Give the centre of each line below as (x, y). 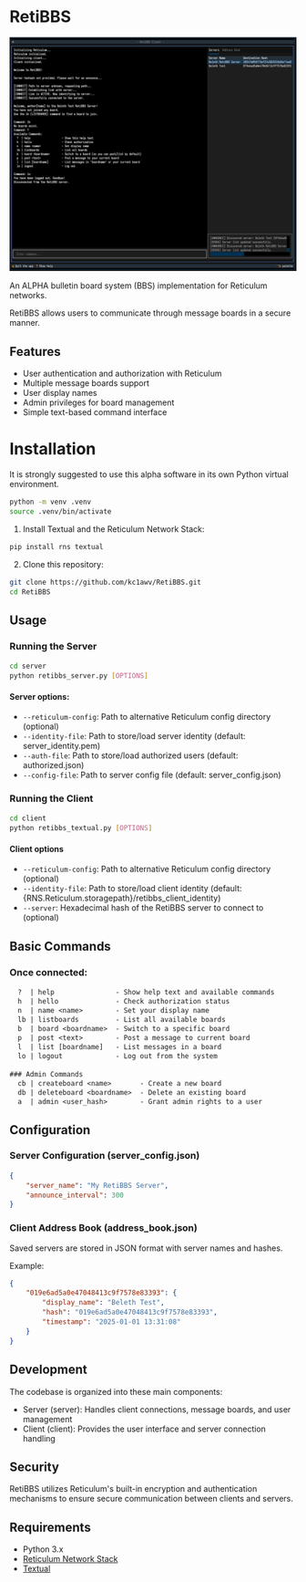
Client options (36, 848)
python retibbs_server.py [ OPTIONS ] (79, 676)
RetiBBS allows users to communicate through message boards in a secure (150, 313)
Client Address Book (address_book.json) (103, 1228)
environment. (34, 484)
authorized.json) (53, 765)
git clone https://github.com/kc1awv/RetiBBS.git (106, 582)
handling (39, 1438)
